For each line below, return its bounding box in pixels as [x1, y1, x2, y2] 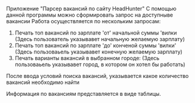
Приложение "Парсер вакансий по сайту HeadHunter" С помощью [6, 5, 177, 12]
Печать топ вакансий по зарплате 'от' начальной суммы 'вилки [14, 29, 177, 36]
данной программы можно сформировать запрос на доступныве [6, 11, 174, 18]
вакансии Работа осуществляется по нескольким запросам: [6, 18, 161, 24]
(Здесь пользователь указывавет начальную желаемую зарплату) [14, 36, 185, 42]
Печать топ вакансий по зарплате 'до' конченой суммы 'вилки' [14, 42, 177, 49]
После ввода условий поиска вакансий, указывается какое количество [6, 73, 189, 79]
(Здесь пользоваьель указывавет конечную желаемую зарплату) [14, 48, 183, 55]
